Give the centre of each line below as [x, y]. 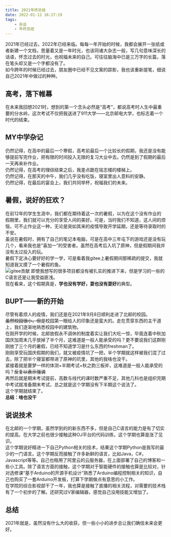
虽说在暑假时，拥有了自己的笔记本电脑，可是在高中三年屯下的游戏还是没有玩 [85, 239]
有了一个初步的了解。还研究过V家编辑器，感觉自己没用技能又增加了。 [78, 492]
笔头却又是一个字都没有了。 [38, 63]
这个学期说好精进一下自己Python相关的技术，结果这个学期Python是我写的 [83, 448]
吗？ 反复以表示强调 [25, 372]
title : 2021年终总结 [25, 10]
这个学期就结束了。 [25, 391]
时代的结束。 [19, 119]
